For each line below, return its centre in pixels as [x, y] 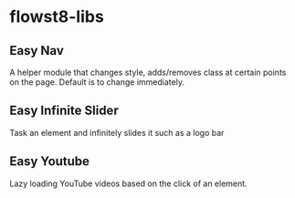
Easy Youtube [49, 162]
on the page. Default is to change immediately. [97, 82]
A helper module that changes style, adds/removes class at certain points [148, 72]
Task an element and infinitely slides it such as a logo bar [117, 132]
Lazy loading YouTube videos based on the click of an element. [129, 183]
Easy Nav [37, 51]
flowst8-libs [57, 17]
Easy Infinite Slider [64, 111]
